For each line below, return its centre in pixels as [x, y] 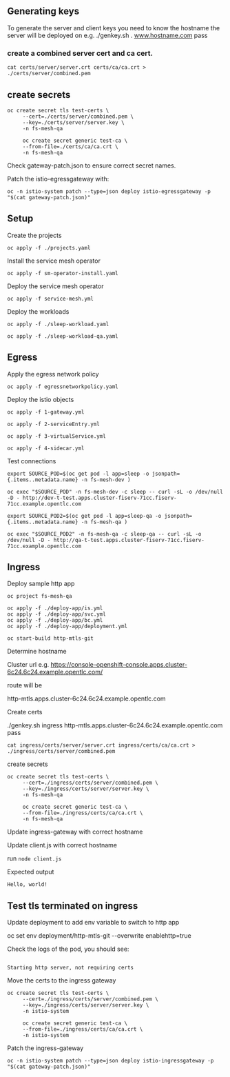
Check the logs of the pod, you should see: [68, 949]
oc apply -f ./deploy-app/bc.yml [55, 621]
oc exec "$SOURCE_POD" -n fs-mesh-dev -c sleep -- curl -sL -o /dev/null [115, 492]
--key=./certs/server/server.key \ [74, 122]
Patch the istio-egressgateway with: [58, 179]
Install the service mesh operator [54, 261]
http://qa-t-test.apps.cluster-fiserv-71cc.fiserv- [129, 540]
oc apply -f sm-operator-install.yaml [63, 273]
